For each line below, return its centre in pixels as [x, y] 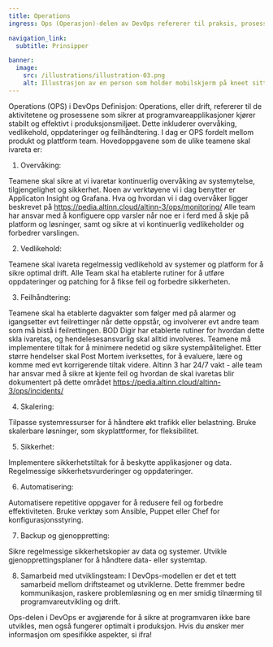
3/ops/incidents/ [36, 390]
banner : [22, 61]
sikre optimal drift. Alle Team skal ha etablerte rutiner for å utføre [117, 272]
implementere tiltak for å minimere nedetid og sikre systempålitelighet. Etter [135, 347]
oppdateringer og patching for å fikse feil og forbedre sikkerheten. [119, 281]
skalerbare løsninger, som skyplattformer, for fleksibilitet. [104, 431]
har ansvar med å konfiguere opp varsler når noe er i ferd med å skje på [129, 215]
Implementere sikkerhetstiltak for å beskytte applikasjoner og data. [120, 462]
